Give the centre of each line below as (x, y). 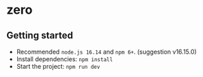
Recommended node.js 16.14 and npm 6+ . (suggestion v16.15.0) (106, 52)
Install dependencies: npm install (64, 59)
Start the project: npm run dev (58, 66)
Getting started (40, 35)
